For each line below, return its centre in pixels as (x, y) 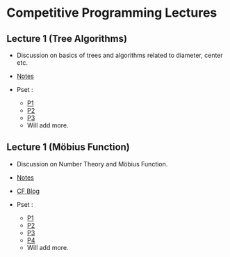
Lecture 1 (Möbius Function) (68, 147)
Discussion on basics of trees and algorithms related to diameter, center (120, 55)
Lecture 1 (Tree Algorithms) (67, 39)
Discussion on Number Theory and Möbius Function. (92, 164)
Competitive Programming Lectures (112, 13)
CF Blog (28, 191)
